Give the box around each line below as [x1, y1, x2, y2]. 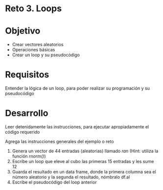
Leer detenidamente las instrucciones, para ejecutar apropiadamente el [5, 124, 149, 130]
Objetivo [5, 25, 41, 37]
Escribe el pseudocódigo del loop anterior [12, 179, 97, 185]
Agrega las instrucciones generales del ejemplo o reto [5, 139, 114, 144]
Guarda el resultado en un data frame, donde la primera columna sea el [12, 169, 157, 174]
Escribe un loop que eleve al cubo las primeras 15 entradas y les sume [12, 159, 154, 164]
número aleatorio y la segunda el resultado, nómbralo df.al [12, 174, 130, 180]
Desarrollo [5, 108, 48, 119]
